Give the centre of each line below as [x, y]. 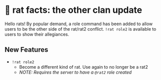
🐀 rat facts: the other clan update [73, 10]
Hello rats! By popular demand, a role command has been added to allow [79, 24]
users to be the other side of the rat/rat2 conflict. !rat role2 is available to [80, 29]
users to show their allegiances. [37, 34]
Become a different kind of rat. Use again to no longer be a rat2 [83, 67]
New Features [26, 50]
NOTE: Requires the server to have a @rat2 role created [75, 72]
